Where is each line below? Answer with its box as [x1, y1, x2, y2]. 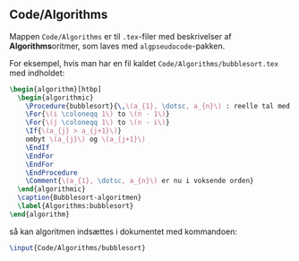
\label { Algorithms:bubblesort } [17, 202, 134, 211]
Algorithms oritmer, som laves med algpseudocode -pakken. [9, 40, 226, 51]
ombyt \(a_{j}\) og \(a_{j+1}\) [25, 135, 146, 144]
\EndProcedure [25, 168, 78, 178]
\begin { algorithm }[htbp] [9, 84, 102, 93]
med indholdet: [9, 67, 65, 78]
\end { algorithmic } [17, 185, 87, 194]
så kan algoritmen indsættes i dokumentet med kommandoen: [9, 226, 238, 237]
